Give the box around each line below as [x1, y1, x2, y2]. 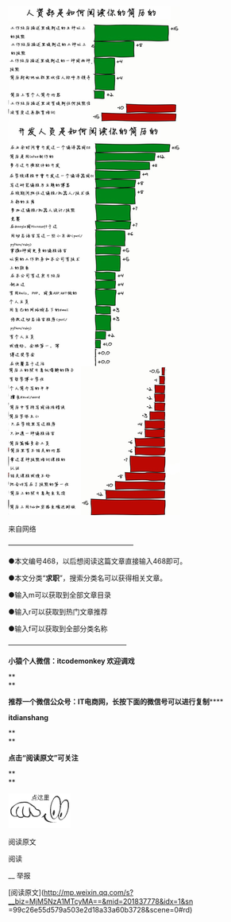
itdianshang [8, 713, 49, 722]
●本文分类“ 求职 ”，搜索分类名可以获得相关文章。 [8, 573, 167, 583]
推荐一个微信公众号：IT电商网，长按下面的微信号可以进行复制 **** [8, 697, 224, 706]
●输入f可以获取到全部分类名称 [8, 624, 108, 633]
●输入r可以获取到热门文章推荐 [8, 607, 109, 616]
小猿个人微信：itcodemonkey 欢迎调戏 [8, 657, 135, 665]
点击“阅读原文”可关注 [8, 753, 79, 762]
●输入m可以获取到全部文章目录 [8, 591, 112, 599]
